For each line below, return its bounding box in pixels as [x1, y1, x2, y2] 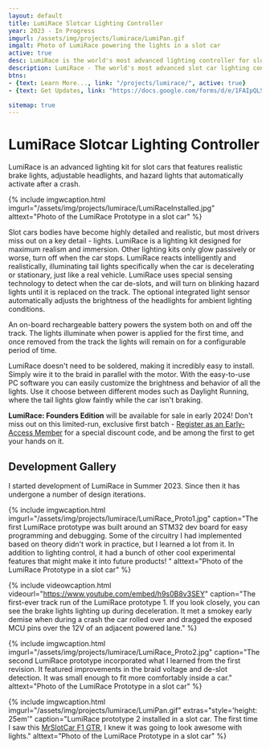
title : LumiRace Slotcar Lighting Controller [8, 19, 163, 27]
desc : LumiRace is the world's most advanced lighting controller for [8, 57, 250, 65]
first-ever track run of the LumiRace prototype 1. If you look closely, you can [8, 598, 260, 607]
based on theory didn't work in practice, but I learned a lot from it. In [8, 539, 235, 549]
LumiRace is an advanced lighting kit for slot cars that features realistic [8, 162, 243, 172]
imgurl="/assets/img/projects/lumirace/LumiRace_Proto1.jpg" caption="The [8, 514, 259, 523]
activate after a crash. [8, 179, 81, 189]
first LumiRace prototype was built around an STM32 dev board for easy [8, 522, 248, 531]
